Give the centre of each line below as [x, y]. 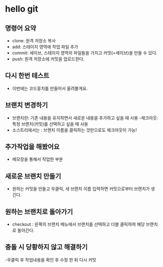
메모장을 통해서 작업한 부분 [37, 160]
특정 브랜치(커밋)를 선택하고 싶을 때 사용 [50, 124]
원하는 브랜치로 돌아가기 [39, 212]
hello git [22, 9]
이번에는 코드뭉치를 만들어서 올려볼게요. [50, 88]
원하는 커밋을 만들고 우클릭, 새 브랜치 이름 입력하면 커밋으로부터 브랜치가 [81, 189]
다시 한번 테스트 [27, 76]
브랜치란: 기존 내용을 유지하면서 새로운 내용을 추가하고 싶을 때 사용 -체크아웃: [85, 118]
